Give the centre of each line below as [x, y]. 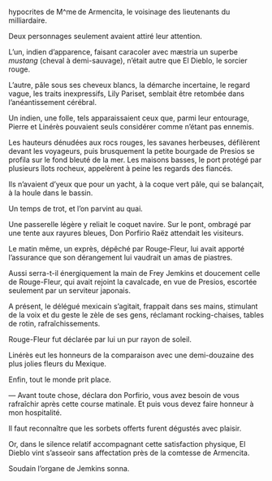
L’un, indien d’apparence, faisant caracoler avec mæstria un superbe [123, 52]
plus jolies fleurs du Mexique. [58, 364]
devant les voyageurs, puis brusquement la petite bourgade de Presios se [132, 151]
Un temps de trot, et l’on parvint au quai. [76, 208]
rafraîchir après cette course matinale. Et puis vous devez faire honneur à [131, 404]
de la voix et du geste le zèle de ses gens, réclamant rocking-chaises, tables [136, 315]
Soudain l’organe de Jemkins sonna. [69, 468]
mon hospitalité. [35, 413]
